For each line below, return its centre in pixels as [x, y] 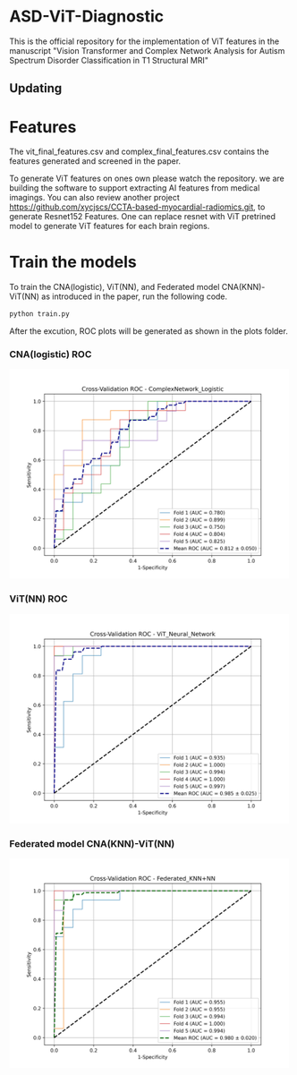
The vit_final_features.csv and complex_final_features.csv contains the [140, 152]
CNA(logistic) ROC [51, 354]
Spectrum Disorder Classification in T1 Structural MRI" [109, 60]
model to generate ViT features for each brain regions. [110, 226]
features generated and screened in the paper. [95, 161]
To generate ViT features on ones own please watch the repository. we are [147, 179]
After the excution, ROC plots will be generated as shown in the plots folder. [148, 331]
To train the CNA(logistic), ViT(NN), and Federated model [115, 287]
